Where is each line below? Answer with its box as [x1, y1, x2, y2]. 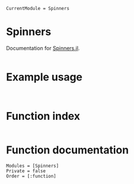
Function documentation [6, 143, 129, 156]
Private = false [6, 168, 46, 174]
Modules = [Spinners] [6, 163, 59, 169]
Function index [6, 110, 81, 123]
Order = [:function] [6, 173, 57, 179]
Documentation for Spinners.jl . [6, 44, 81, 51]
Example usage [6, 71, 83, 84]
